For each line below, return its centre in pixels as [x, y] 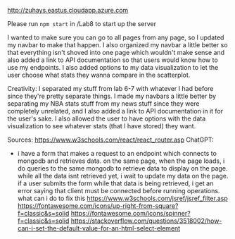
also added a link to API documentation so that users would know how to [113, 60]
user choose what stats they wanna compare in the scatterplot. [99, 75]
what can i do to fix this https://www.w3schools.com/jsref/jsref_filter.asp [123, 198]
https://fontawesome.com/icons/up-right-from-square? [98, 206]
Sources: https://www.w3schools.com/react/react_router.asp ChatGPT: [111, 140]
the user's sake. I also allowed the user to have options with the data [107, 118]
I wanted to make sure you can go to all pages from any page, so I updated [116, 37]
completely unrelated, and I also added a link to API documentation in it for [115, 111]
